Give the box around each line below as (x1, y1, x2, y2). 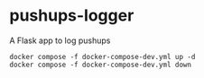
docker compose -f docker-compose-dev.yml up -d (9, 52, 196, 61)
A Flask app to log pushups (9, 35, 111, 46)
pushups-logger (9, 5, 134, 26)
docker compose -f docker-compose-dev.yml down (9, 60, 192, 69)
